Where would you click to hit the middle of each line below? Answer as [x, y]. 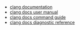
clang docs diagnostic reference [42, 22]
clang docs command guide [38, 17]
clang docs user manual [34, 12]
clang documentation [31, 7]
